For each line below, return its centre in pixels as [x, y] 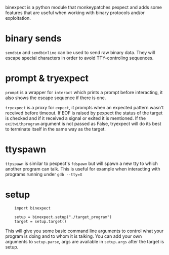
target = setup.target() [40, 221]
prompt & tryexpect [47, 78]
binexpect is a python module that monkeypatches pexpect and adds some [83, 7]
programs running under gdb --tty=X [44, 174]
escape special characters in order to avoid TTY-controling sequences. [79, 58]
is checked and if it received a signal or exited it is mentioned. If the [76, 118]
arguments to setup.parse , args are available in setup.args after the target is [85, 241]
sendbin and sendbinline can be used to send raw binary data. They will [80, 52]
